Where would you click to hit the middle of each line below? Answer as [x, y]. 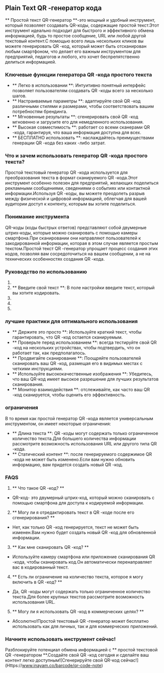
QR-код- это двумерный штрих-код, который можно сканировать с [83, 498]
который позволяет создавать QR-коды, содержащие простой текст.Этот [82, 25]
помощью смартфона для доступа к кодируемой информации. [78, 503]
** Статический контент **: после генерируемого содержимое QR [82, 454]
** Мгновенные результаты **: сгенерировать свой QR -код [75, 117]
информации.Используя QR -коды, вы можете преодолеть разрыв [75, 194]
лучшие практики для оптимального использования [71, 321]
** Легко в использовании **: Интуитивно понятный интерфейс [79, 85]
